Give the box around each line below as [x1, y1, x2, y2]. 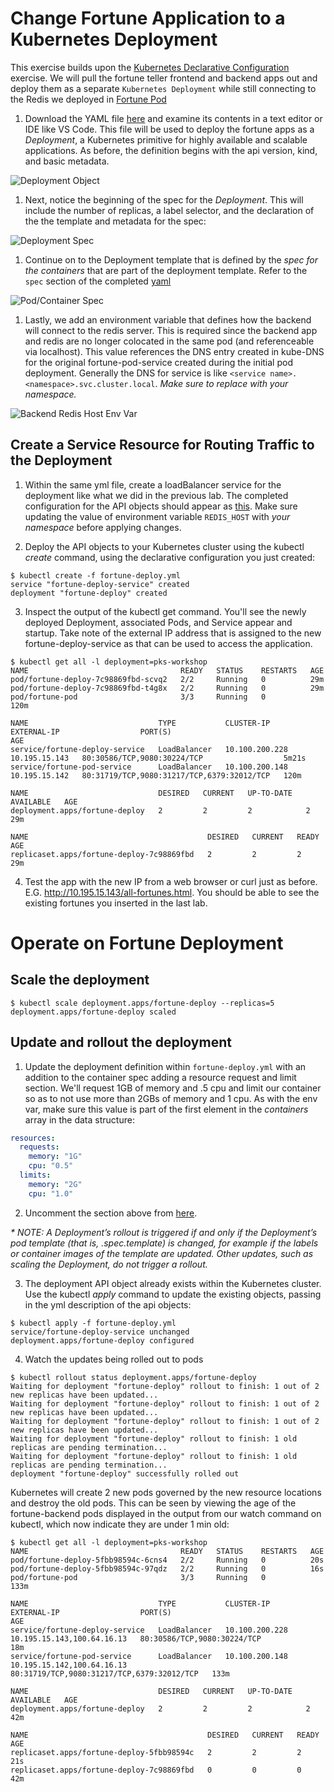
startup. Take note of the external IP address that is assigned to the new [24, 627, 322, 639]
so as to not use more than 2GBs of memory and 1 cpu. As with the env [24, 1092, 318, 1104]
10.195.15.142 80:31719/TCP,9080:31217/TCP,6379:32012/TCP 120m [10, 770, 302, 781]
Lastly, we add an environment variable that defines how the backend [24, 313, 312, 326]
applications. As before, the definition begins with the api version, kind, [24, 144, 318, 156]
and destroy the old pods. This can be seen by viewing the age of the [10, 1497, 297, 1509]
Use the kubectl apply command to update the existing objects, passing [24, 1288, 322, 1300]
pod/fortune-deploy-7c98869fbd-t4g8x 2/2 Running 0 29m [10, 683, 325, 693]
